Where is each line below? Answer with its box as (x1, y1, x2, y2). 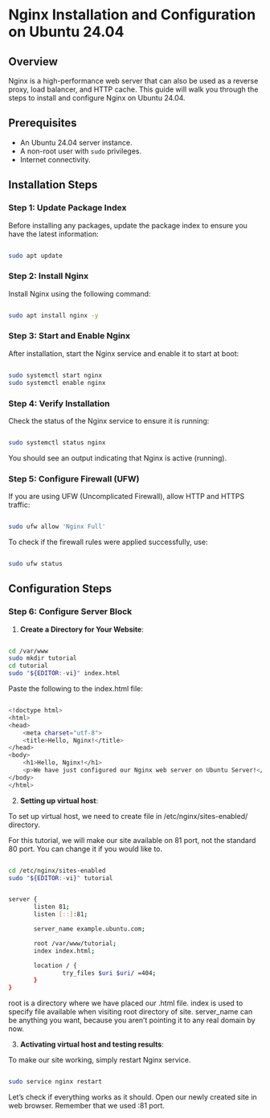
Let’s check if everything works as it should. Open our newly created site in (8, 1092, 257, 1102)
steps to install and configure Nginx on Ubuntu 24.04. (8, 93, 186, 102)
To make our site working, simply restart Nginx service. (8, 1055, 191, 1065)
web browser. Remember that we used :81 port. (8, 1101, 165, 1110)
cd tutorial (8, 661, 48, 670)
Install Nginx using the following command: (8, 289, 151, 298)
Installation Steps (8, 178, 98, 192)
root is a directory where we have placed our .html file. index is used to (8, 998, 243, 1008)
